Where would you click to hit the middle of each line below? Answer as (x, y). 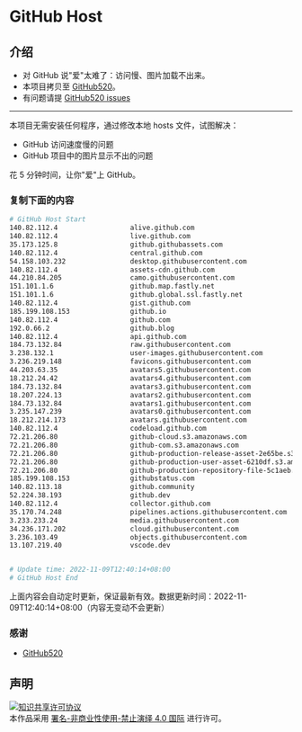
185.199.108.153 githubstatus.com (102, 478)
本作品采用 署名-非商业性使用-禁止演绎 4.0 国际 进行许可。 (118, 719)
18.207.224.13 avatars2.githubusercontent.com (130, 395)
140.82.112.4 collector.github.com (110, 504)
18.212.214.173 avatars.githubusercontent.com (128, 420)
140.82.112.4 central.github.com (106, 253)
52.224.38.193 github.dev (90, 495)
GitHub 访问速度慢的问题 (68, 144)
